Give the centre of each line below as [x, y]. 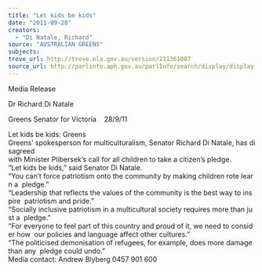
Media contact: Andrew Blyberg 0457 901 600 [83, 259]
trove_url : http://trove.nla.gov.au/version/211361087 [100, 60]
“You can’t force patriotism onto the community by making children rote [124, 176]
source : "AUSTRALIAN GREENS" [56, 45]
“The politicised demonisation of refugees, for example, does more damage [130, 242]
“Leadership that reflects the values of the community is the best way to [125, 192]
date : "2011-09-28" [40, 23]
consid [242, 226]
